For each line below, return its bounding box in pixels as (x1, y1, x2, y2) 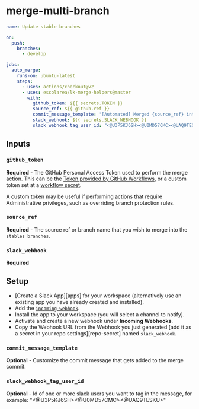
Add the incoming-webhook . (14, 305, 80, 312)
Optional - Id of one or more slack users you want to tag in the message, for (6, 390, 192, 397)
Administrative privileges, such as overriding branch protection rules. (6, 199, 175, 206)
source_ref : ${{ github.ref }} (32, 106, 110, 112)
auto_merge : (11, 67, 41, 74)
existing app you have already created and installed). (14, 298, 144, 305)
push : (11, 40, 25, 46)
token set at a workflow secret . (6, 181, 82, 188)
